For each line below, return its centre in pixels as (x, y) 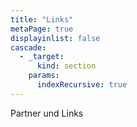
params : (44, 76)
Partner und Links (47, 113)
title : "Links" (42, 19)
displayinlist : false (55, 38)
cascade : (28, 47)
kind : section (66, 66)
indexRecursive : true (82, 85)
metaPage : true (42, 29)
